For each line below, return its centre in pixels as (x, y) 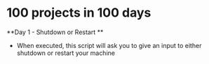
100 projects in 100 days (79, 13)
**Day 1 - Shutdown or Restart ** (55, 32)
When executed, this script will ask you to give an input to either (109, 45)
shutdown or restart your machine (66, 53)
